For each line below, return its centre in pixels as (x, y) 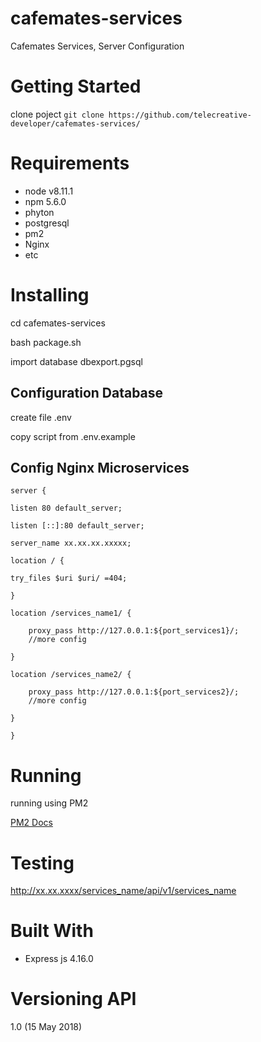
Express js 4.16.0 (59, 959)
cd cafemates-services (58, 323)
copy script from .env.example (73, 436)
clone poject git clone (57, 114)
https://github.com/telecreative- (180, 115)
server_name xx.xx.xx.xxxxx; (71, 543)
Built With (52, 931)
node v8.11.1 (49, 191)
